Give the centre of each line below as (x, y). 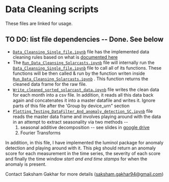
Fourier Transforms (40, 133)
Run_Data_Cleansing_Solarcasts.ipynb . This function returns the (80, 79)
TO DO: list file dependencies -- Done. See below (84, 39)
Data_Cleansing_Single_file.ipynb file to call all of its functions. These (87, 68)
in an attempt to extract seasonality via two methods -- (70, 122)
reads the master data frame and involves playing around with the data (87, 116)
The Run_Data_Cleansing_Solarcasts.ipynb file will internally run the (83, 63)
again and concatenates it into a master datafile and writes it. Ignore (84, 100)
